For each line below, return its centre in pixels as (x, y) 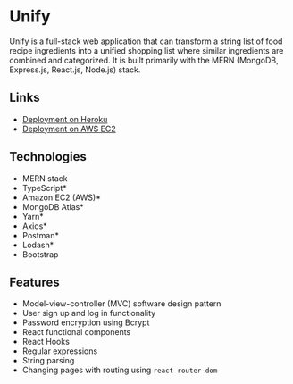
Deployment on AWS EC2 (69, 129)
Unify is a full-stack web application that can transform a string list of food (146, 41)
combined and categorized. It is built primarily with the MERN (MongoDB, (144, 60)
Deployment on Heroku (65, 119)
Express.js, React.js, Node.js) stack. (75, 70)
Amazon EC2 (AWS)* (61, 197)
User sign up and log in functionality (89, 313)
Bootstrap (40, 254)
